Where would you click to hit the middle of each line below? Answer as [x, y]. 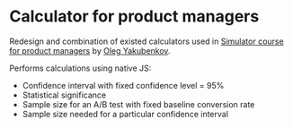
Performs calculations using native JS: [80, 68]
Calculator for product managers [134, 17]
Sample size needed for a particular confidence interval [125, 114]
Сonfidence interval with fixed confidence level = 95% [123, 85]
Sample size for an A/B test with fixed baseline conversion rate [138, 104]
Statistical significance [64, 95]
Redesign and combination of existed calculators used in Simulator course [147, 41]
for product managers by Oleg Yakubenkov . [90, 50]
